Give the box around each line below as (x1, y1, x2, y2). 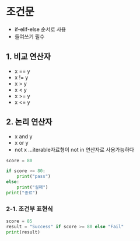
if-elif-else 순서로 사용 (14, 26, 66, 33)
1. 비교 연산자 (6, 52, 51, 62)
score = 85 (6, 218, 33, 225)
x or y (14, 139, 29, 146)
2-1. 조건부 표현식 (6, 205, 54, 213)
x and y (14, 132, 33, 140)
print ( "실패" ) (16, 184, 48, 190)
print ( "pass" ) (16, 173, 51, 180)
